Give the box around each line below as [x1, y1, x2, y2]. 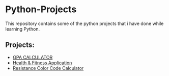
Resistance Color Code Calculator [12, 65, 84, 71]
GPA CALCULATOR [12, 54, 53, 60]
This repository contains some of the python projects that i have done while [5, 20, 164, 27]
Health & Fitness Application [12, 60, 72, 66]
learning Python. [5, 26, 40, 32]
